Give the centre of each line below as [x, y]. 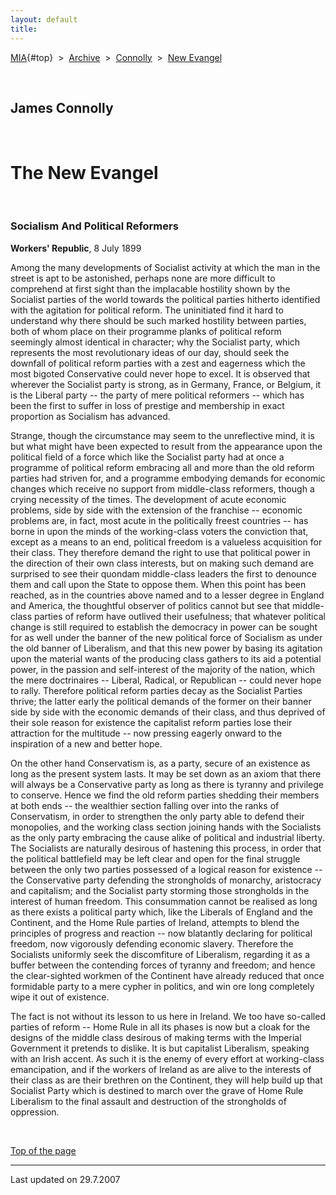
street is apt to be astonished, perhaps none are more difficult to [143, 278]
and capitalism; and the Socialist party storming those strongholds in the [160, 890]
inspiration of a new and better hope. [86, 743]
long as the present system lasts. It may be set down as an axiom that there [166, 773]
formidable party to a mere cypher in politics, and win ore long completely [162, 986]
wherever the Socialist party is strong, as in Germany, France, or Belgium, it [166, 384]
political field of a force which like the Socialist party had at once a [147, 457]
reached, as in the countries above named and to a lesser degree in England [167, 595]
